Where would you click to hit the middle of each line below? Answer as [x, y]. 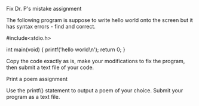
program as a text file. [33, 97]
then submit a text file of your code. [50, 67]
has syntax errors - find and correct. [51, 26]
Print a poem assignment [37, 79]
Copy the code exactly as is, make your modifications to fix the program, [96, 61]
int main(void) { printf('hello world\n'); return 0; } [66, 49]
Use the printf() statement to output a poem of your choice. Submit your [95, 91]
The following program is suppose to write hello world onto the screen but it [99, 20]
